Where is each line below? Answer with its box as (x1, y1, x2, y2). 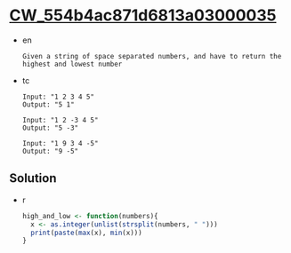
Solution (9, 170, 57, 186)
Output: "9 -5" (21, 146, 79, 155)
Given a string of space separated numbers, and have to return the (21, 51, 282, 60)
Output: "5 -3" (21, 123, 79, 132)
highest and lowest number (21, 59, 123, 68)
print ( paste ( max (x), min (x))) (30, 228, 142, 237)
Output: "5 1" (21, 99, 75, 109)
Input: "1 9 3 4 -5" (21, 138, 99, 147)
